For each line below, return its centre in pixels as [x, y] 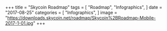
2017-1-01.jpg [19, 23]
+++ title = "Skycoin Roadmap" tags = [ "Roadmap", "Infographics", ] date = [84, 7]
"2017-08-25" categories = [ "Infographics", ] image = [61, 12]
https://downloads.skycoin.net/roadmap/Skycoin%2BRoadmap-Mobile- [81, 18]
